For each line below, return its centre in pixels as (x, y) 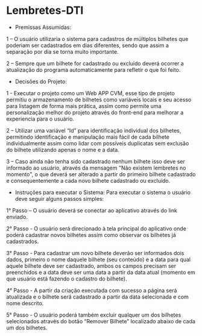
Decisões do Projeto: (41, 81)
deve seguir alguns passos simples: (59, 198)
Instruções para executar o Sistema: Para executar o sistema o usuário (103, 192)
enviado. (17, 217)
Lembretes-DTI (45, 11)
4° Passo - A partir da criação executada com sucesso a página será (92, 290)
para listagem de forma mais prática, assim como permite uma (84, 106)
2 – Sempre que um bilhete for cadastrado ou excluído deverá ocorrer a (95, 63)
